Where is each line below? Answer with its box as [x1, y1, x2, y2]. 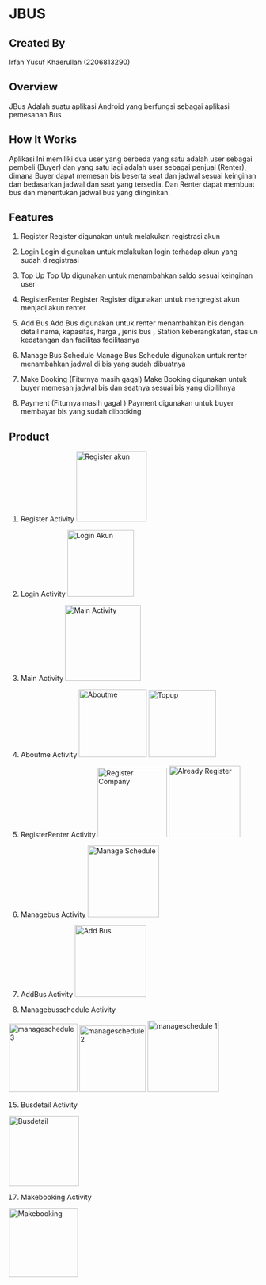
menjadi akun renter [20, 303, 86, 313]
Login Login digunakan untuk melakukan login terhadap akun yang [20, 247, 238, 256]
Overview [9, 80, 59, 94]
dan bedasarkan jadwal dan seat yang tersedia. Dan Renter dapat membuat [9, 179, 255, 189]
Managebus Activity [20, 910, 86, 919]
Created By [9, 37, 66, 50]
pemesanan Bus [9, 110, 62, 119]
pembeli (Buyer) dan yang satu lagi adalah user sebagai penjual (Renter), [9, 162, 247, 171]
